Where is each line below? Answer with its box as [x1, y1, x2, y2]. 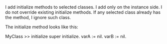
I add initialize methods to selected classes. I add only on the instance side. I [5, 4, 163, 10]
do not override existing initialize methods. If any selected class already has [5, 9, 161, 15]
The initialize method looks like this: [5, 24, 79, 30]
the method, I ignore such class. [5, 15, 71, 20]
